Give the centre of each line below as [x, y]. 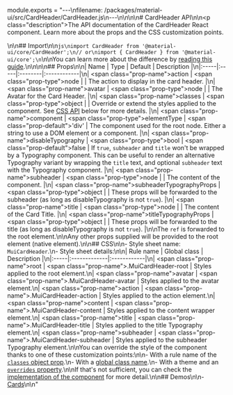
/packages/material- [133, 10]
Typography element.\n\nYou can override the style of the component [107, 347]
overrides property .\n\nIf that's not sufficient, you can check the [100, 369]
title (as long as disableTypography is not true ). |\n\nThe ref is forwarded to [116, 229]
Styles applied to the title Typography [149, 325]
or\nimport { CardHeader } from [131, 52]
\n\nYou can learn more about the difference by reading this [127, 59]
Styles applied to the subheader [161, 340]
